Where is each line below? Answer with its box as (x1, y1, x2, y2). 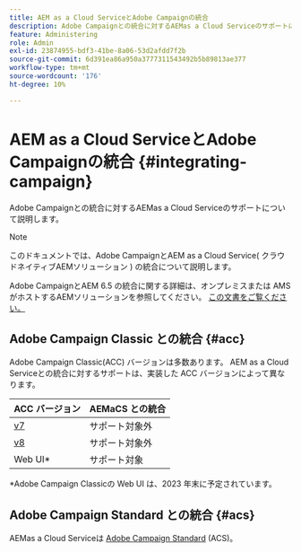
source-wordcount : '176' (9, 72, 102, 81)
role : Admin (9, 38, 54, 48)
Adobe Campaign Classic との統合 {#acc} (9, 331, 245, 346)
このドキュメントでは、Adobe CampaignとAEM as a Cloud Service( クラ (9, 250, 278, 260)
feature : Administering (9, 30, 99, 39)
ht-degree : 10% (9, 80, 66, 89)
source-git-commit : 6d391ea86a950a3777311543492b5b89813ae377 (9, 55, 246, 64)
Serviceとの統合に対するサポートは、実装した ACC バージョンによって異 (9, 368, 278, 379)
